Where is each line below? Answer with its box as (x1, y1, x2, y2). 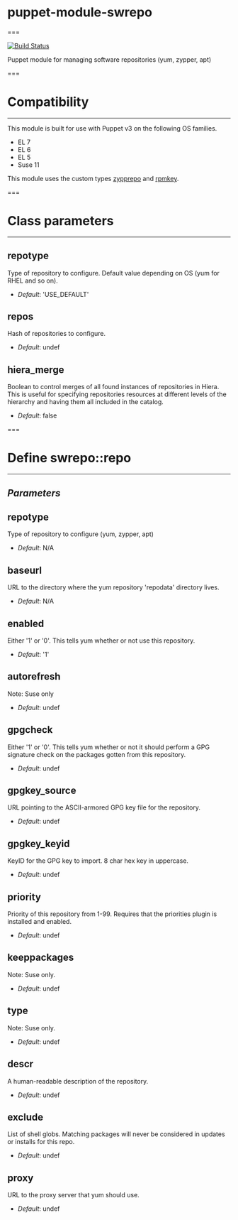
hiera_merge (7, 364, 64, 376)
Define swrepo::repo (7, 450, 132, 466)
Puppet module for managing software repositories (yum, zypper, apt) (7, 55, 212, 64)
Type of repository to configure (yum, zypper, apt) (7, 530, 154, 538)
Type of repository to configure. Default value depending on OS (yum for (7, 268, 220, 277)
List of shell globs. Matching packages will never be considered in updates (7, 1130, 225, 1138)
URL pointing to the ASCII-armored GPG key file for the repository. (7, 803, 200, 812)
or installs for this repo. (7, 1138, 75, 1146)
